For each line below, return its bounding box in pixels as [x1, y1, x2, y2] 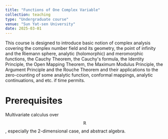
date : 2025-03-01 [5, 26, 42, 31]
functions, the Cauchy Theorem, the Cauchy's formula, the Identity [5, 56, 144, 62]
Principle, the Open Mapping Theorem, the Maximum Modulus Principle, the [5, 61, 163, 67]
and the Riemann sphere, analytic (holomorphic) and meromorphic [5, 51, 144, 57]
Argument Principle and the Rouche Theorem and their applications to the [5, 66, 158, 73]
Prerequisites [5, 95, 63, 106]
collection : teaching [5, 12, 51, 17]
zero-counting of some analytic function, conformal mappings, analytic [5, 72, 153, 78]
